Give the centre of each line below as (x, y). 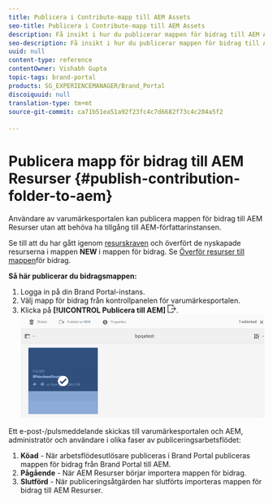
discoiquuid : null (39, 94)
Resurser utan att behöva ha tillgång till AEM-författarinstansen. (115, 227)
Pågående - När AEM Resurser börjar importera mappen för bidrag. (133, 473)
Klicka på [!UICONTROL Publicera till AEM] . (99, 310)
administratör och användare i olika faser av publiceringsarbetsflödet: (125, 440)
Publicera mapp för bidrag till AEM (126, 162)
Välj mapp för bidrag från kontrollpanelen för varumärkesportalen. (130, 300)
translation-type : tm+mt (50, 103)
